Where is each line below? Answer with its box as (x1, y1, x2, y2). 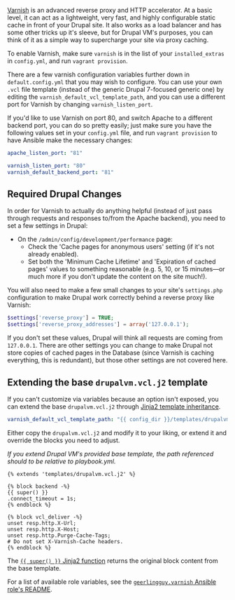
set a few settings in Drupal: (7, 221, 88, 230)
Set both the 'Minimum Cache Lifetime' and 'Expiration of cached (27, 257, 216, 266)
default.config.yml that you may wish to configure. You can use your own (7, 78, 222, 86)
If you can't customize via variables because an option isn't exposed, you (7, 395, 219, 403)
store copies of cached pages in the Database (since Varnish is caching (7, 348, 215, 357)
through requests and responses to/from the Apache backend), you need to (7, 214, 226, 223)
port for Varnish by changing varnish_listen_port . (7, 100, 153, 108)
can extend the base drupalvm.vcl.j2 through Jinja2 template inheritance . (7, 402, 221, 411)
